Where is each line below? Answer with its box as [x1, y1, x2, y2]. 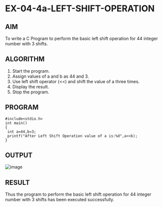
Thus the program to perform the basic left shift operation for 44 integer [5, 191, 152, 197]
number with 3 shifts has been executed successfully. [5, 197, 115, 203]
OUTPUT [5, 151, 33, 160]
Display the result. [12, 84, 49, 89]
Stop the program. [12, 89, 50, 95]
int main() [5, 120, 28, 125]
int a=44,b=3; [7, 129, 36, 134]
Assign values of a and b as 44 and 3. [12, 73, 89, 79]
